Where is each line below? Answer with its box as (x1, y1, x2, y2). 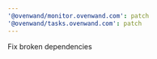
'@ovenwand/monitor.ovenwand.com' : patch (7, 11, 150, 20)
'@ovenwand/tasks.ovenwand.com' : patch (7, 19, 142, 27)
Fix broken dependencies (7, 41, 92, 51)
